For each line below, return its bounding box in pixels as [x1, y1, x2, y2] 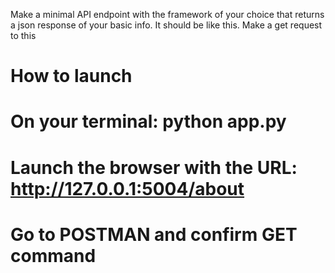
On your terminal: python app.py [10, 110, 287, 133]
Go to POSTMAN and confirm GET [10, 223, 298, 246]
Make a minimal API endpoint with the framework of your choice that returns [10, 9, 325, 20]
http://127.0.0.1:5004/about [10, 177, 245, 200]
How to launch [10, 65, 133, 88]
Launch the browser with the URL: [10, 156, 298, 179]
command [10, 244, 97, 267]
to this [10, 30, 37, 41]
